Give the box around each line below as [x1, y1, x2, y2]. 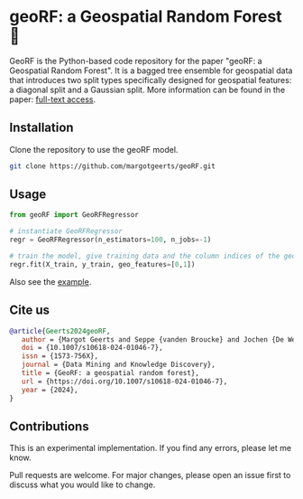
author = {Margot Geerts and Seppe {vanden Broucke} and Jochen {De [21, 334, 284, 344]
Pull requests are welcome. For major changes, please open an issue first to [9, 470, 291, 481]
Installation [9, 120, 74, 136]
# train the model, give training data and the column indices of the [9, 251, 280, 261]
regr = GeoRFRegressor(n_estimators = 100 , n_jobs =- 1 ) [9, 235, 212, 245]
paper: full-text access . [9, 93, 96, 105]
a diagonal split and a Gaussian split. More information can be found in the [9, 84, 286, 95]
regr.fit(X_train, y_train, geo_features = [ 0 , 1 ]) [9, 259, 196, 268]
